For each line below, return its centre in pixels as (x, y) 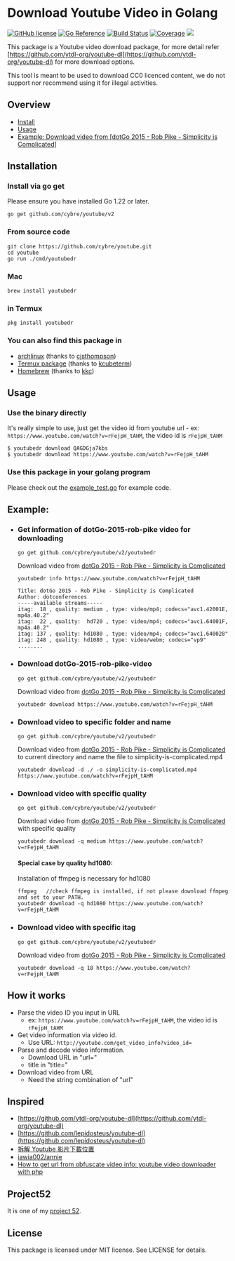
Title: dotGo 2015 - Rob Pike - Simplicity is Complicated (106, 591)
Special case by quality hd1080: (65, 863)
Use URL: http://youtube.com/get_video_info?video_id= (110, 1042)
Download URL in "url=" (62, 1057)
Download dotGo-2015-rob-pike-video (85, 664)
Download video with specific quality (82, 793)
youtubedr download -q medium (62, 841)
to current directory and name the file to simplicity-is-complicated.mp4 (120, 756)
